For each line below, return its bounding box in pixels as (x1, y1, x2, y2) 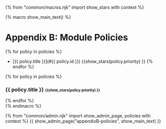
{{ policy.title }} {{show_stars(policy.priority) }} (5, 86, 100, 93)
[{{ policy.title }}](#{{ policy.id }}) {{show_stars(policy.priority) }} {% (12, 58, 153, 64)
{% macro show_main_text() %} (5, 14, 72, 20)
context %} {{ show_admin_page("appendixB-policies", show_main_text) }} (5, 118, 161, 124)
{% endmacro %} (5, 103, 41, 109)
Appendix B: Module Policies (5, 32, 128, 44)
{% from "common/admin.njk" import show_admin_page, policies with (5, 113, 151, 119)
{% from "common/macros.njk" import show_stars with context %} (5, 5, 144, 10)
